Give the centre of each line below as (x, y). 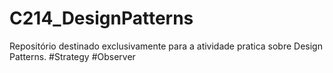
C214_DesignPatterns (101, 18)
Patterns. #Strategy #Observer (72, 56)
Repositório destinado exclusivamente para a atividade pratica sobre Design (166, 46)
